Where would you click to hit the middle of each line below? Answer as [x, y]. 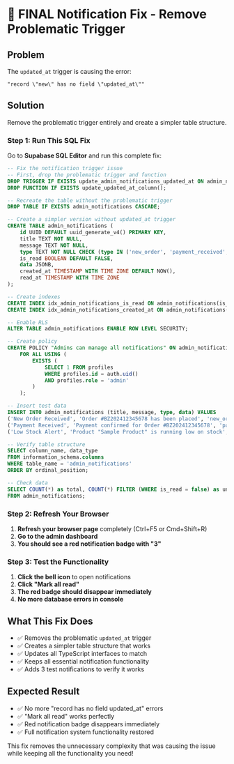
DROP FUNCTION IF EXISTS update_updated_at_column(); [87, 188]
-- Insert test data [37, 406]
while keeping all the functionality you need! [70, 753]
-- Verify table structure [46, 444]
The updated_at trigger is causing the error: [69, 71]
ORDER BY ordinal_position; [48, 471]
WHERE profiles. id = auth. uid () [91, 374]
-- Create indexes [34, 297]
